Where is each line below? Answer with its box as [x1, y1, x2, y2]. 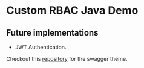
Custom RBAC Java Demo [6, 4, 139, 17]
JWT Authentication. [15, 43, 67, 51]
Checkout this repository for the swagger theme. [6, 55, 128, 62]
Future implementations [6, 28, 99, 38]
